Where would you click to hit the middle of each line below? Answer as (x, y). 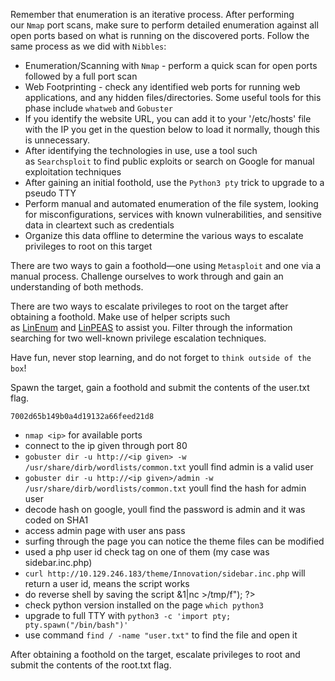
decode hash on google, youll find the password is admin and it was (165, 509)
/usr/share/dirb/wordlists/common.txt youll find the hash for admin (165, 488)
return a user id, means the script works (107, 583)
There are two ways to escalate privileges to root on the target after (149, 306)
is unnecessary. (57, 140)
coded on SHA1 (56, 520)
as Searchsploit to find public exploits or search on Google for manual (169, 161)
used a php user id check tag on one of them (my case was (147, 552)
